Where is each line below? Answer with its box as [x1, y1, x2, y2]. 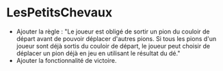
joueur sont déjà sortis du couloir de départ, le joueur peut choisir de [16, 42, 210, 50]
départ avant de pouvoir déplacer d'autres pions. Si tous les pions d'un [16, 34, 217, 42]
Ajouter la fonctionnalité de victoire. [16, 56, 117, 64]
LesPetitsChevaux [6, 5, 113, 20]
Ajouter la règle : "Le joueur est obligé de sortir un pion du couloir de [16, 27, 210, 35]
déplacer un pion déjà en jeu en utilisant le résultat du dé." [16, 49, 181, 57]
